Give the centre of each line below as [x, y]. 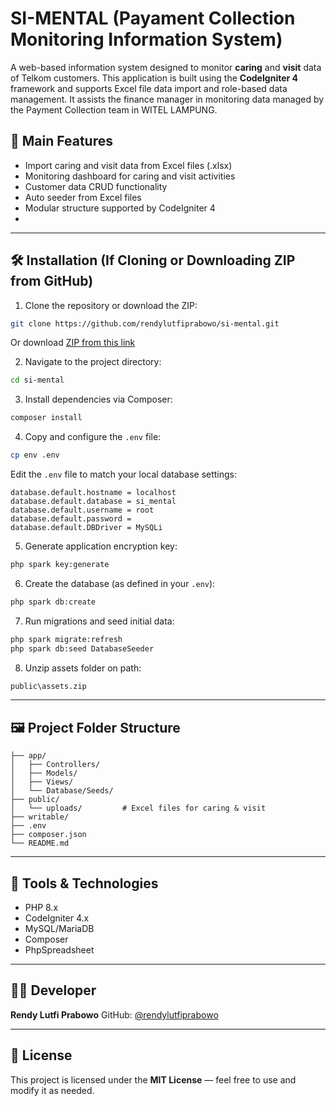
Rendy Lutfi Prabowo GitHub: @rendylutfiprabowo [114, 1014]
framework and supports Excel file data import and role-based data [149, 88]
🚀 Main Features [61, 141]
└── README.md [40, 843]
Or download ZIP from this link [73, 343]
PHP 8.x [41, 908]
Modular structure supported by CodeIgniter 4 [120, 208]
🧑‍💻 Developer [53, 990]
